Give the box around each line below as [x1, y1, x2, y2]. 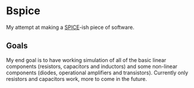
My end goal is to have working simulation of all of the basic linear [6, 56, 166, 63]
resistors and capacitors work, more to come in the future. [6, 75, 148, 82]
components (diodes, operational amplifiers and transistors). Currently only [6, 69, 189, 76]
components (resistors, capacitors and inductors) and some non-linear [6, 63, 178, 70]
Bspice [6, 4, 41, 18]
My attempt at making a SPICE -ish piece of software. [6, 24, 135, 31]
